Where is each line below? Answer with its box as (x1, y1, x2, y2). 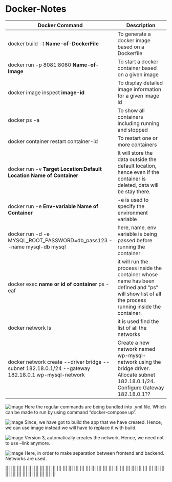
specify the (117, 203, 145, 210)
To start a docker (117, 58, 159, 65)
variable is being (117, 230, 157, 237)
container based (117, 64, 157, 72)
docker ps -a (8, 116, 40, 123)
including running (117, 119, 160, 127)
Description (126, 22, 156, 29)
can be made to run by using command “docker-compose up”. (5, 409, 137, 415)
